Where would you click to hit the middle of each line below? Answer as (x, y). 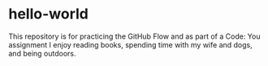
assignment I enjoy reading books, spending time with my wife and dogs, (131, 44)
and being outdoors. (42, 53)
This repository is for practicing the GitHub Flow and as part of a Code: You (134, 36)
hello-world (49, 14)
